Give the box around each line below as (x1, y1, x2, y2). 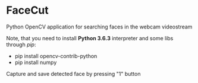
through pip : (6, 41, 36, 48)
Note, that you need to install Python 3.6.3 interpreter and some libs (6, 34, 174, 41)
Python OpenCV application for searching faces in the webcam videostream (6, 23, 193, 30)
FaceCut (6, 4, 49, 17)
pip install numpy (14, 59, 57, 66)
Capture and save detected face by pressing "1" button (6, 70, 141, 77)
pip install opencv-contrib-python (14, 52, 98, 59)
